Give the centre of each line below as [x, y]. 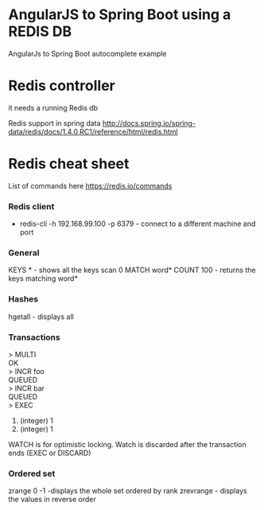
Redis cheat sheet [69, 164]
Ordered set [32, 473]
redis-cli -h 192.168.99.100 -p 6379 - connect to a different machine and [138, 224]
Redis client [31, 206]
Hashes [23, 299]
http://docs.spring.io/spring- [149, 123]
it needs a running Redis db [53, 107]
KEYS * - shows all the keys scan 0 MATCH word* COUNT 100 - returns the [132, 270]
